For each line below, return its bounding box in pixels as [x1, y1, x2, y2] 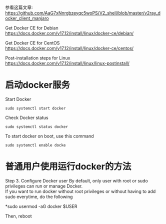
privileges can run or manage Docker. [5, 183, 83, 189]
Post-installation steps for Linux [5, 55, 70, 61]
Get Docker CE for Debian [5, 25, 58, 31]
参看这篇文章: [5, 4, 33, 10]
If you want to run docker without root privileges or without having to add [5, 188, 156, 194]
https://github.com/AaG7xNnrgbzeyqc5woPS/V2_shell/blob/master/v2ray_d [5, 10, 161, 16]
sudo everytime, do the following [5, 193, 73, 199]
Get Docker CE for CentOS [5, 40, 60, 46]
